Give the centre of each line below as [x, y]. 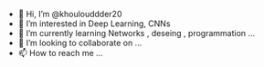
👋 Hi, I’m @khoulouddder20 [70, 14]
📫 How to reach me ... [60, 53]
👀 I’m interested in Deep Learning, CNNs [94, 24]
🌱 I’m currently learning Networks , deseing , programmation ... [137, 33]
